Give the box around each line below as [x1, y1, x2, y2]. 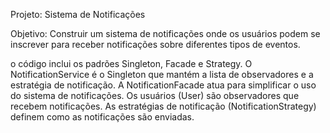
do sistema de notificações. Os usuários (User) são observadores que [10, 90, 300, 101]
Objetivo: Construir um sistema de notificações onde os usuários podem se [10, 28, 321, 39]
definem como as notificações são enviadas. [10, 111, 195, 123]
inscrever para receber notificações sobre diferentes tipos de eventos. [10, 39, 301, 50]
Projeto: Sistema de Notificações [10, 9, 146, 20]
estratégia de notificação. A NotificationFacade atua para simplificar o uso [10, 79, 317, 91]
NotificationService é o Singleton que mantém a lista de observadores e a [10, 69, 314, 80]
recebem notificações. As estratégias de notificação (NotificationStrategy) [10, 100, 317, 112]
